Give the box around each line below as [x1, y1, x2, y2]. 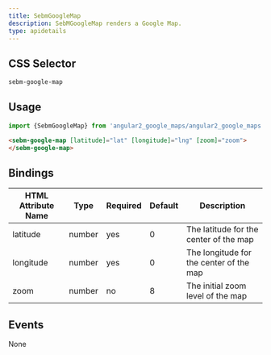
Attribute [19, 200, 55, 211]
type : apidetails [8, 27, 67, 35]
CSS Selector [8, 56, 77, 70]
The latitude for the [186, 223, 259, 235]
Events [8, 318, 44, 332]
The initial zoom [186, 280, 247, 291]
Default [149, 200, 179, 211]
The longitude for [186, 247, 252, 258]
